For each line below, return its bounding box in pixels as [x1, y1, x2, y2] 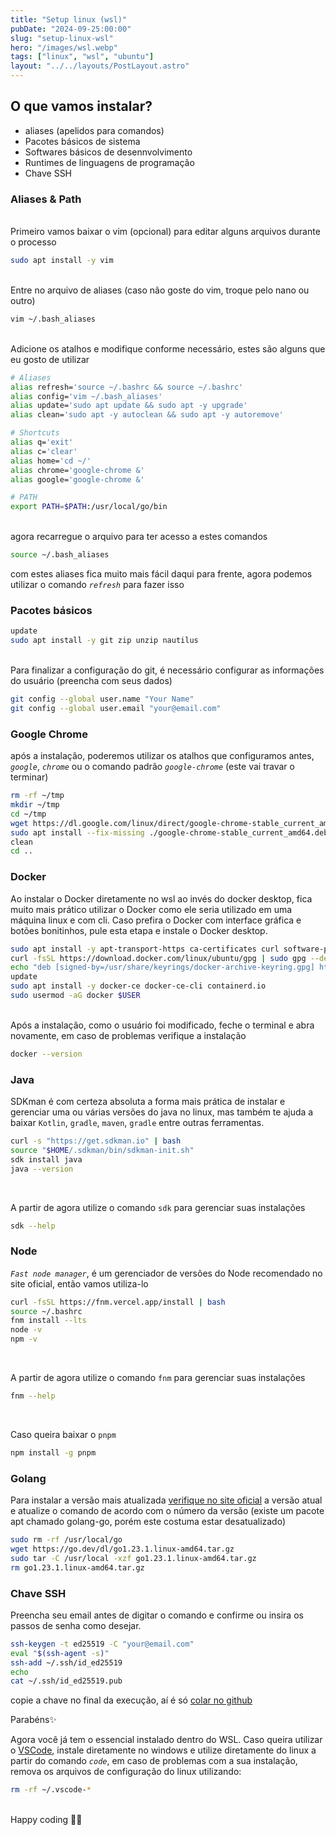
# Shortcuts [10, 428, 60, 438]
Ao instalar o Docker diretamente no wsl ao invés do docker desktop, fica [10, 892, 313, 905]
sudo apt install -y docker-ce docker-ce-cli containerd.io [10, 981, 267, 991]
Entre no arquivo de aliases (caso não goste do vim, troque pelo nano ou [10, 284, 310, 296]
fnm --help [10, 1391, 56, 1401]
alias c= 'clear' [10, 446, 78, 456]
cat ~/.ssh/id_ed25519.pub [10, 1676, 123, 1686]
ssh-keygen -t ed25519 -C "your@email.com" [10, 1639, 195, 1649]
